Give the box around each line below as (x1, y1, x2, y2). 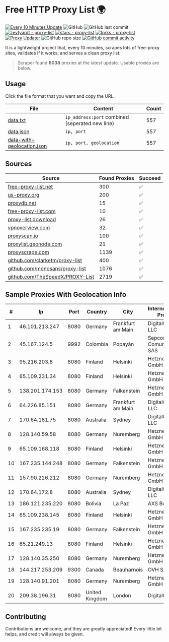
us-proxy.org (8, 191, 40, 198)
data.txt (8, 116, 26, 123)
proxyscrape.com (8, 248, 49, 255)
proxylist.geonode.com (8, 240, 62, 247)
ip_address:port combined (65, 113, 129, 120)
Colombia (85, 341, 109, 348)
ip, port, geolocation (65, 140, 120, 146)
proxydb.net (8, 200, 37, 207)
